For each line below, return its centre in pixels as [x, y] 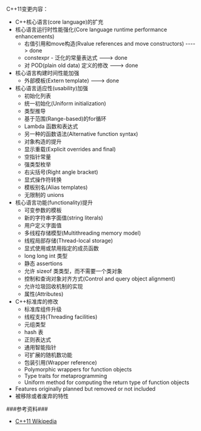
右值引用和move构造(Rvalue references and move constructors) [104, 44]
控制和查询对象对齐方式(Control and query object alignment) [100, 279]
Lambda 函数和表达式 [51, 126]
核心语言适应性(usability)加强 [52, 88]
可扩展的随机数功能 [48, 355]
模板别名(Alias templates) [56, 187]
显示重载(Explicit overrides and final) [70, 149]
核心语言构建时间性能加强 [47, 73]
